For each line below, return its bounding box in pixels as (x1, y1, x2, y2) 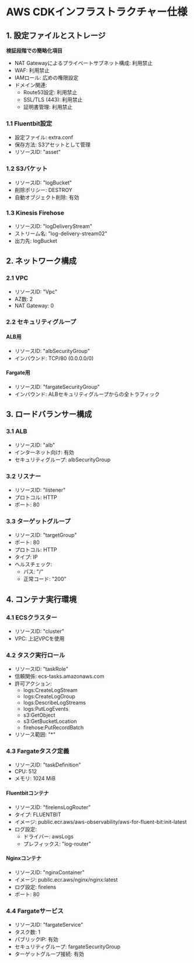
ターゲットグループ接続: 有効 (14, 951, 84, 958)
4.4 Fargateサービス (6, 907, 64, 915)
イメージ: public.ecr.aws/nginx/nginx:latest (14, 876, 118, 883)
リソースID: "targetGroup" (14, 532, 77, 539)
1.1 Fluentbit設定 (6, 119, 53, 128)
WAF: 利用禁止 (14, 67, 50, 74)
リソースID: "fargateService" (14, 921, 84, 928)
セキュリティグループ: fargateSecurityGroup (14, 943, 121, 950)
